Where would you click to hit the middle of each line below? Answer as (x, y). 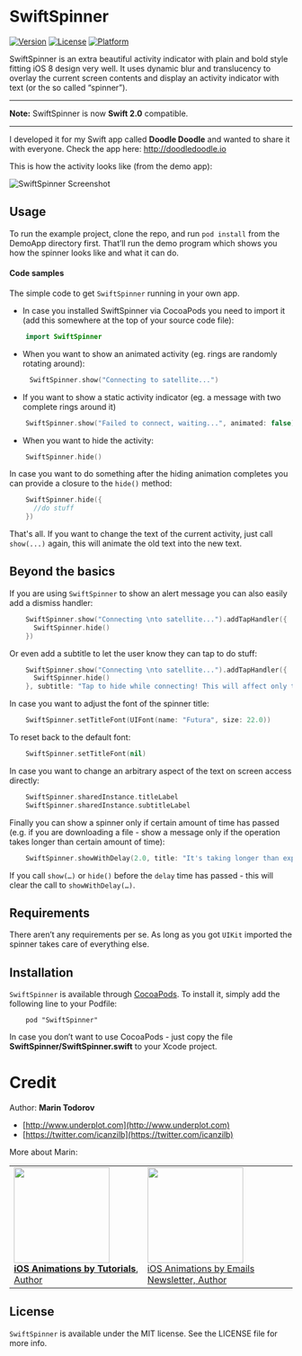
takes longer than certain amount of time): (87, 842)
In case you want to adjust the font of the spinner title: (109, 704)
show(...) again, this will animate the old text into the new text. (126, 544)
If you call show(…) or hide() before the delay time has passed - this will (142, 875)
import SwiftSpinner (64, 336)
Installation (41, 972)
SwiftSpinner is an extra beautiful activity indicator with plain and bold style (149, 58)
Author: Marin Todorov (52, 1108)
